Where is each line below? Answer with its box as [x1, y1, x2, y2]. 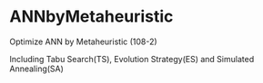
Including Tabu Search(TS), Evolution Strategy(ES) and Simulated [9, 53, 255, 64]
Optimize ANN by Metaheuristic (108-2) [9, 36, 157, 47]
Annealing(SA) [9, 63, 64, 74]
